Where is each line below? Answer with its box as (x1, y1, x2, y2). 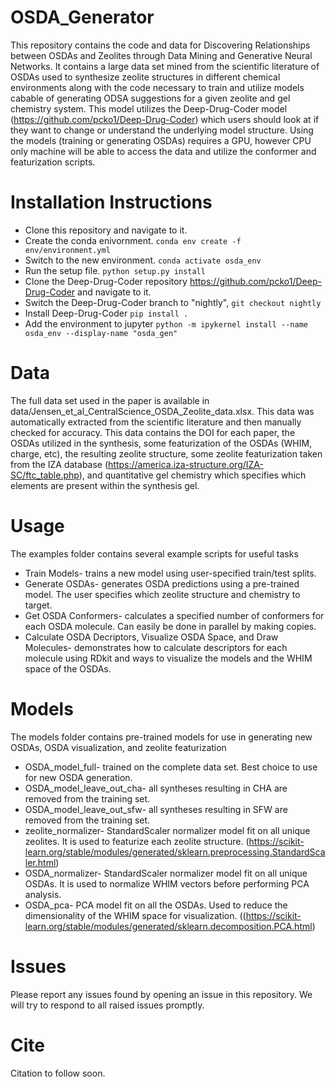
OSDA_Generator (10, 6, 155, 29)
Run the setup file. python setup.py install (24, 264, 206, 276)
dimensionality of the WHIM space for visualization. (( (24, 909, 247, 921)
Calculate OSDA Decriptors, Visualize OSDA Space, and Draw (24, 631, 279, 643)
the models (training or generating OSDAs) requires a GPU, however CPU (10, 134, 312, 146)
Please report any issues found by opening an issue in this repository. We (10, 988, 313, 1000)
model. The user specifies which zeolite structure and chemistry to (24, 588, 301, 600)
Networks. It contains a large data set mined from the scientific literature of (10, 60, 320, 72)
